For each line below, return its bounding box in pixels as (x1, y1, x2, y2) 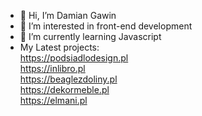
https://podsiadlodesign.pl (19, 52, 129, 64)
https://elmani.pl (19, 95, 88, 106)
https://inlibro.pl (19, 63, 86, 74)
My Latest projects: (19, 41, 100, 53)
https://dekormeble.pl (19, 84, 110, 95)
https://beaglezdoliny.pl (19, 73, 118, 85)
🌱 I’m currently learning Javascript (19, 31, 162, 42)
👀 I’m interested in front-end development (19, 20, 193, 32)
